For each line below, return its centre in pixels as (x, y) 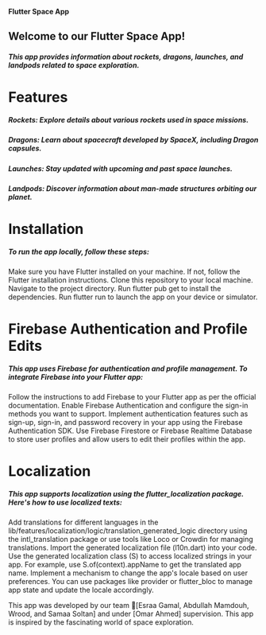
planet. (21, 197)
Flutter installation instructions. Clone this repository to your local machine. (131, 280)
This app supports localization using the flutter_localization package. (126, 493)
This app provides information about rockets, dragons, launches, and (126, 56)
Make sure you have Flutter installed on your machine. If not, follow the (124, 272)
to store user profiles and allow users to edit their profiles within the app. (127, 439)
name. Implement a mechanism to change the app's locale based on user (128, 573)
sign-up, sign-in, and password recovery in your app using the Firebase (125, 423)
